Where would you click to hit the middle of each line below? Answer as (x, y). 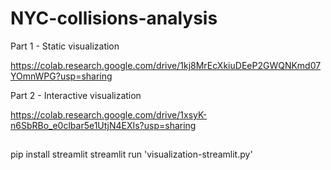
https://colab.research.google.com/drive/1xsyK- (109, 114)
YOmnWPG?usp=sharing (61, 76)
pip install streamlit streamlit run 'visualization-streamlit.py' (131, 154)
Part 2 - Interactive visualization (76, 95)
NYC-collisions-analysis (114, 18)
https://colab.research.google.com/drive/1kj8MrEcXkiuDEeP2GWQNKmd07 (166, 65)
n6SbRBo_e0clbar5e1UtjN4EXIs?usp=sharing (103, 125)
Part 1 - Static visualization (65, 46)
